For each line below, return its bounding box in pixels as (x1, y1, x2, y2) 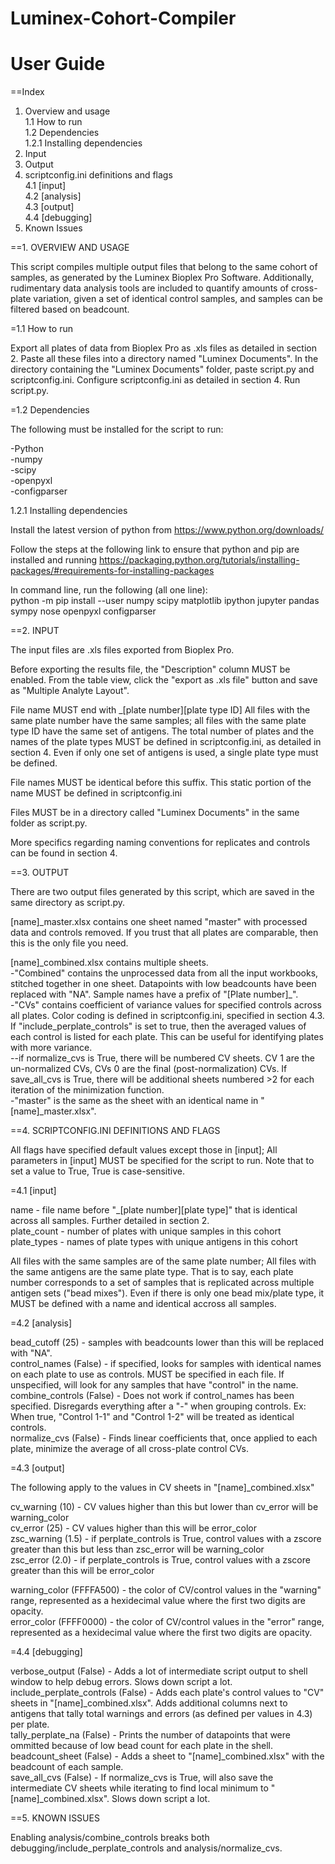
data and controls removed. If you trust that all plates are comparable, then (10, 927, 319, 939)
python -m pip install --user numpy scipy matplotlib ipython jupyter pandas (10, 595, 320, 607)
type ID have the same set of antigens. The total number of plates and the (10, 725, 315, 737)
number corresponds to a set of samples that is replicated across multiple (10, 1277, 315, 1289)
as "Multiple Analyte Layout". (10, 685, 130, 697)
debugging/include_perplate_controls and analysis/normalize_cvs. (10, 1842, 283, 1854)
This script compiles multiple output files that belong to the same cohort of (10, 261, 318, 273)
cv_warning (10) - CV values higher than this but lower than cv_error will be (10, 1501, 319, 1513)
